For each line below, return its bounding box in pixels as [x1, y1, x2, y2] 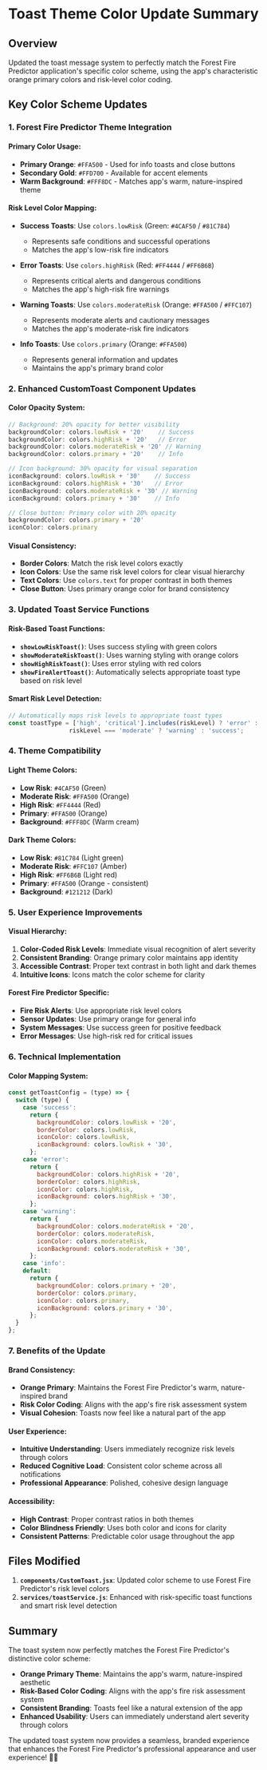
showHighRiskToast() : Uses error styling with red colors [19, 658, 202, 668]
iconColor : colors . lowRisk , [37, 1133, 130, 1141]
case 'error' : [22, 1156, 69, 1164]
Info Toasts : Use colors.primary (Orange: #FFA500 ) [19, 339, 187, 348]
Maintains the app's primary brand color [31, 363, 164, 372]
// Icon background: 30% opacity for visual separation [8, 465, 198, 473]
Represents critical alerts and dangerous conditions [31, 276, 202, 285]
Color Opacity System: [8, 403, 85, 412]
